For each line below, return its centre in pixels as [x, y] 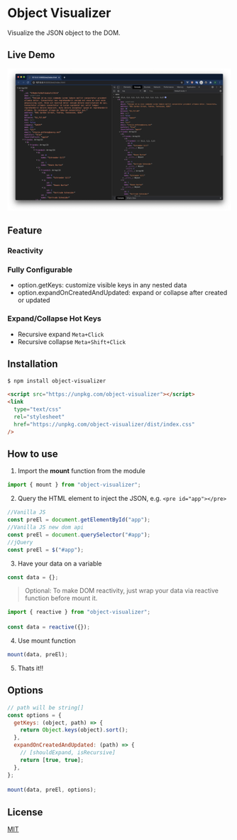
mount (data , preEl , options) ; [52, 790]
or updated [34, 300]
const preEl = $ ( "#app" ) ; [45, 550]
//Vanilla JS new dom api [45, 527]
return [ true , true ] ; [52, 760]
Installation [33, 364]
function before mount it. [61, 598]
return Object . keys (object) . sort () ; [75, 730]
